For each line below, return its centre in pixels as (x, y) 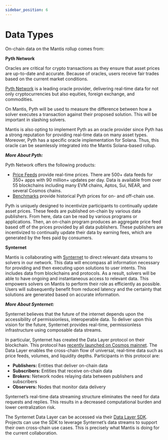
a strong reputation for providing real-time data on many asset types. (76, 135)
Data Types (29, 34)
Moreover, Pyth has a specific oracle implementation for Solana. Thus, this (82, 140)
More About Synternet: (30, 304)
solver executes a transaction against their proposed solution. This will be (81, 114)
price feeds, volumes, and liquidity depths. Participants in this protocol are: (82, 356)
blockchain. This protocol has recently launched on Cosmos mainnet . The (81, 345)
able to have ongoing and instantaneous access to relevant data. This (77, 278)
